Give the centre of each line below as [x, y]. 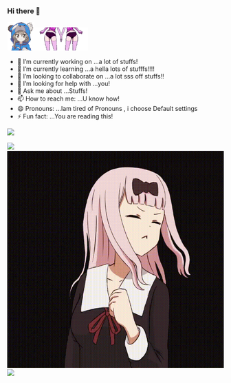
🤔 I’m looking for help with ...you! [64, 84]
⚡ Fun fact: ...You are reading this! [65, 116]
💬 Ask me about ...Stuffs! [52, 91]
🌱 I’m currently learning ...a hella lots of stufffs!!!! [86, 69]
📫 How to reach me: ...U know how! [68, 99]
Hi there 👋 [24, 11]
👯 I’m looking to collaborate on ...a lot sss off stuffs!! [90, 76]
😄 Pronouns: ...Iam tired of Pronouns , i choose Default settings [107, 109]
